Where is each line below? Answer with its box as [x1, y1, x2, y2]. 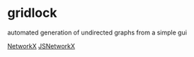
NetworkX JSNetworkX [7, 42, 76, 50]
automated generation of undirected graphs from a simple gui [7, 28, 188, 37]
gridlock [7, 5, 57, 21]
